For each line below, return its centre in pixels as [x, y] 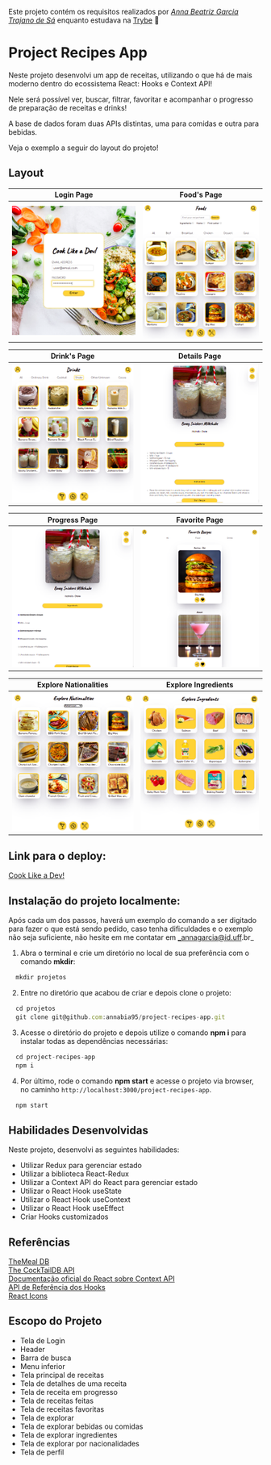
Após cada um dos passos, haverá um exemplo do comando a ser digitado [132, 920]
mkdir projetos [41, 978]
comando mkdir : [48, 962]
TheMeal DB [29, 1262]
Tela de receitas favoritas [62, 1409]
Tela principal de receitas [62, 1375]
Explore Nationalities [73, 685]
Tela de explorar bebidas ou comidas [81, 1426]
